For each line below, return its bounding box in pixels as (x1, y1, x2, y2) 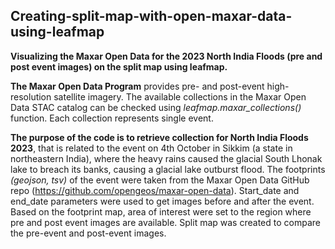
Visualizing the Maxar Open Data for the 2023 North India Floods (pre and (10, 50, 323, 62)
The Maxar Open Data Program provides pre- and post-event (10, 80, 265, 92)
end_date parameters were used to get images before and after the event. (10, 195, 315, 207)
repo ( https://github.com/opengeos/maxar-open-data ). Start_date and (10, 184, 300, 196)
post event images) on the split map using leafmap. (10, 60, 228, 73)
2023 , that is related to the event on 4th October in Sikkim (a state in (10, 142, 293, 154)
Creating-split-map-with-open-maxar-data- (10, 8, 293, 25)
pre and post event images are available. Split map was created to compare (10, 216, 321, 228)
